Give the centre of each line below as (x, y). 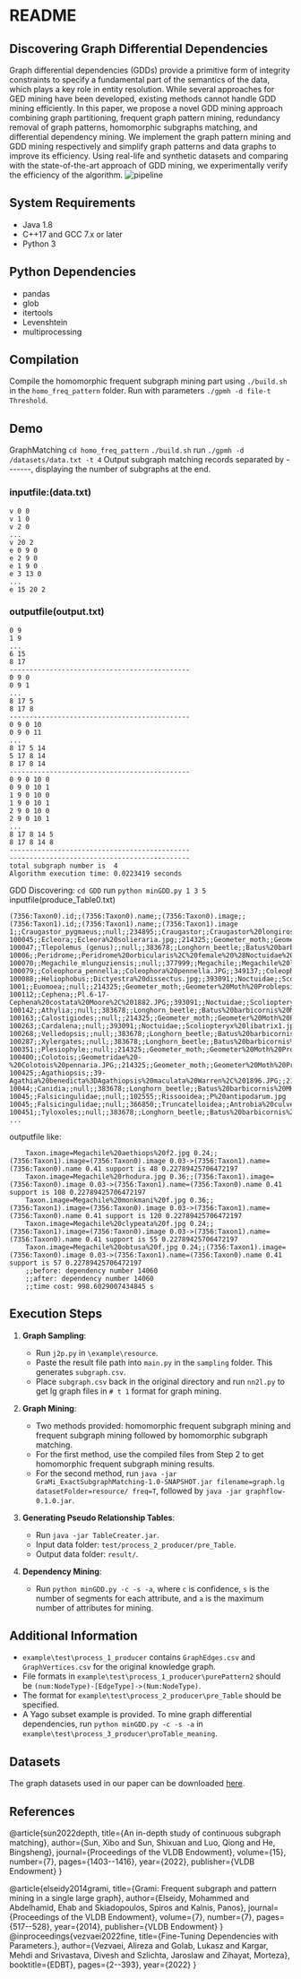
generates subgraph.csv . (81, 1371)
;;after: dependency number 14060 (90, 1278)
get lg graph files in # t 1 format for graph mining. (129, 1391)
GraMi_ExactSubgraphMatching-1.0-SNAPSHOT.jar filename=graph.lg (160, 1482)
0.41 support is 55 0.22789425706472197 (162, 1239)
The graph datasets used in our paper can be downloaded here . (127, 1784)
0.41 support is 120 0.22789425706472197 (164, 1215)
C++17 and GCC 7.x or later (73, 234)
